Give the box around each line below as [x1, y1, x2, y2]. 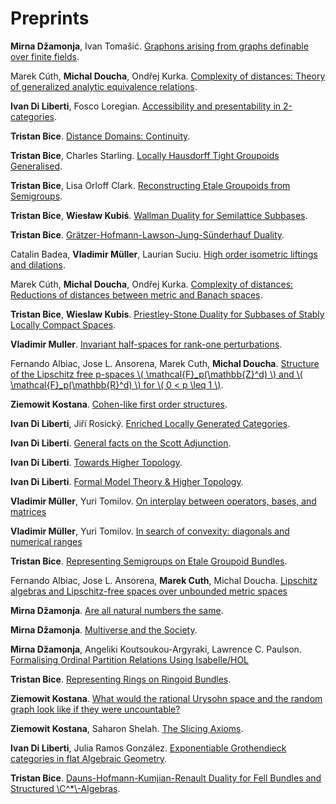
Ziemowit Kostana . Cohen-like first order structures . [10, 398, 228, 410]
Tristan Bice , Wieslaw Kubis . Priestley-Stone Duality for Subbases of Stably [10, 308, 325, 320]
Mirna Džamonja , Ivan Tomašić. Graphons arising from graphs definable [10, 40, 309, 52]
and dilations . [10, 258, 66, 271]
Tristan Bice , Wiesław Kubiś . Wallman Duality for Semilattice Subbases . [10, 209, 308, 221]
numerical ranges [10, 535, 83, 547]
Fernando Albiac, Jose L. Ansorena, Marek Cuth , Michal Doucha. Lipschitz [10, 574, 318, 586]
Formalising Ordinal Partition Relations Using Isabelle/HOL [10, 653, 250, 666]
